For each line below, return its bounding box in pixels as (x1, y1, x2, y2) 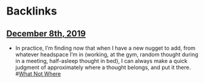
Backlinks (6, 4, 58, 18)
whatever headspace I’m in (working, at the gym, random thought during (15, 51, 198, 58)
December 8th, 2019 (6, 28, 86, 39)
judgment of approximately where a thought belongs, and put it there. (15, 64, 191, 71)
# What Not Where (15, 70, 61, 77)
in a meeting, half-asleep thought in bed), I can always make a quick (15, 58, 188, 64)
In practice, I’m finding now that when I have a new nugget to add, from (15, 44, 196, 51)
